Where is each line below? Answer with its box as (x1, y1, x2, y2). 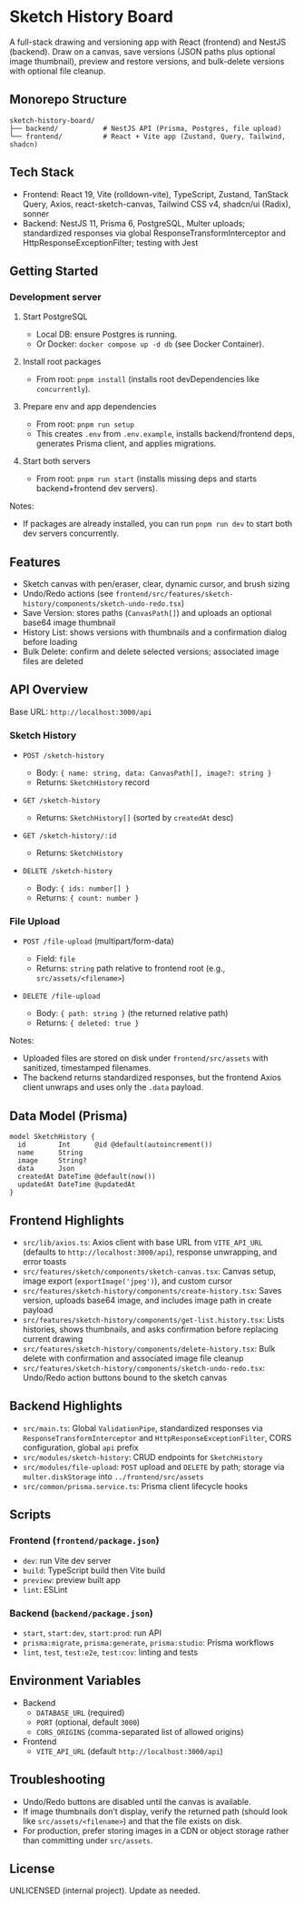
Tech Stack (9, 165, 74, 180)
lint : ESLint (22, 1584, 68, 1595)
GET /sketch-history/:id (22, 832, 117, 841)
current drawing (22, 1334, 83, 1345)
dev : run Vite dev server (22, 1555, 112, 1566)
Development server (9, 290, 102, 303)
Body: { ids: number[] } (35, 882, 130, 893)
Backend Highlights (9, 1398, 123, 1414)
